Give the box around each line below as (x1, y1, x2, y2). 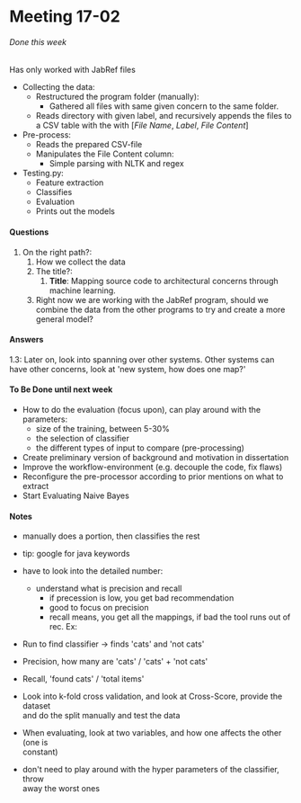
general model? (35, 313, 94, 325)
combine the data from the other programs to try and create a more (35, 304, 286, 315)
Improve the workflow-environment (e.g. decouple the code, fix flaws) (22, 461, 283, 472)
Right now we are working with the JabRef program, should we (35, 294, 270, 305)
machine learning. (49, 285, 117, 296)
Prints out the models (35, 206, 115, 217)
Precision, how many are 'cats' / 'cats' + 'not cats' (22, 656, 208, 667)
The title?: (35, 265, 74, 276)
